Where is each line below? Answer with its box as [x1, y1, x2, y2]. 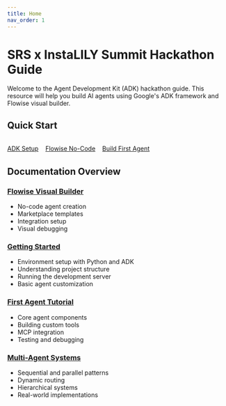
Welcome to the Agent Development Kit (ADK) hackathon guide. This [7, 84, 204, 93]
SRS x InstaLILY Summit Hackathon [7, 47, 215, 63]
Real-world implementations [17, 391, 99, 399]
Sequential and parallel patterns [17, 368, 109, 377]
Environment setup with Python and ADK [17, 258, 134, 266]
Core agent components [17, 313, 88, 321]
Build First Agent [102, 144, 150, 153]
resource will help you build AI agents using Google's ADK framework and [7, 92, 219, 100]
